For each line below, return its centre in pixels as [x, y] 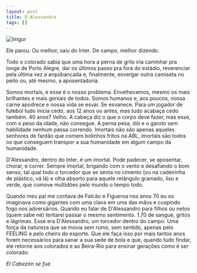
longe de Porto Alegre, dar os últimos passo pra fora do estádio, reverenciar [98, 68]
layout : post [22, 11]
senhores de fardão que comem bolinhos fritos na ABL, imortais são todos [96, 136]
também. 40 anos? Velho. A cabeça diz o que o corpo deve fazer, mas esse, [98, 117]
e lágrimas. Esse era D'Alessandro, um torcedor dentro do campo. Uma [92, 221]
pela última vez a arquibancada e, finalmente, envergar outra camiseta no [95, 75]
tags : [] [17, 22]
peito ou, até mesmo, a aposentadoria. [53, 81]
